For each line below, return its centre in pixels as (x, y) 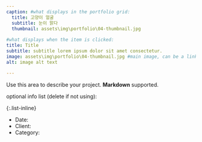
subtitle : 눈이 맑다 (35, 23)
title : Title (23, 46)
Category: (27, 132)
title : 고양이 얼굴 (33, 17)
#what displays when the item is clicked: (60, 40)
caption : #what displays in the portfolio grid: (68, 12)
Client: (23, 126)
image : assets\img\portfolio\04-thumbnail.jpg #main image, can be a (95, 57)
